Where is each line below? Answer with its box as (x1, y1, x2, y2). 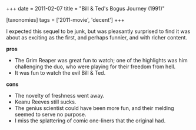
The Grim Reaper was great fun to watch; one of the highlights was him (14, 57, 188, 64)
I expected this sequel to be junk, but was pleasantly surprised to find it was (6, 28, 191, 35)
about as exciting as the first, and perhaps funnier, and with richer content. (6, 34, 187, 41)
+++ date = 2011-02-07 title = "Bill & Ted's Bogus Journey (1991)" (6, 5, 165, 12)
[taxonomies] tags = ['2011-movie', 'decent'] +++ (6, 16, 125, 23)
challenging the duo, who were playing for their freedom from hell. (14, 63, 176, 70)
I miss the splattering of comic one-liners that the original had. (14, 117, 166, 124)
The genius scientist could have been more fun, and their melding (14, 105, 175, 111)
